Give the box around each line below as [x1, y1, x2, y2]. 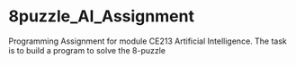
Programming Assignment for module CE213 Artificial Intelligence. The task [8, 36, 287, 46]
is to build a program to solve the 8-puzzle [8, 45, 166, 55]
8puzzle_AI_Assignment [8, 6, 195, 27]
